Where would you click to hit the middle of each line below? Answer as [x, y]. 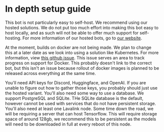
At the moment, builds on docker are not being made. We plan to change [78, 47]
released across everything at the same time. [51, 73]
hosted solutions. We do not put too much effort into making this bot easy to [82, 27]
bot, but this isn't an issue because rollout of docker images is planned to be [82, 68]
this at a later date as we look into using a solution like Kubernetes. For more [82, 53]
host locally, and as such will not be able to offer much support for [72, 33]
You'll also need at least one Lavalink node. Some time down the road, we [79, 109]
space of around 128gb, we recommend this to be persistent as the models [81, 119]
